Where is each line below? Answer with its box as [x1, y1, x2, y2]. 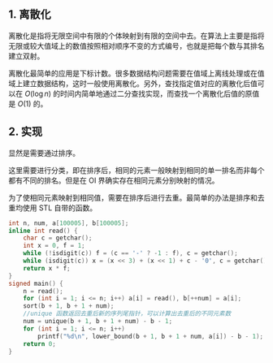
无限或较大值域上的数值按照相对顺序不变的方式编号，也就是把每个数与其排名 [8, 41, 265, 50]
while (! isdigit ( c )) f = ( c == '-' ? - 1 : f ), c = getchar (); [23, 249, 238, 257]
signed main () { [8, 279, 63, 287]
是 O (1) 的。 [8, 98, 48, 108]
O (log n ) [24, 89, 51, 98]
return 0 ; [23, 339, 57, 348]
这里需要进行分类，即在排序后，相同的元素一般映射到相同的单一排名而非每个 [8, 165, 265, 175]
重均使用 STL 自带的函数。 [8, 202, 97, 213]
